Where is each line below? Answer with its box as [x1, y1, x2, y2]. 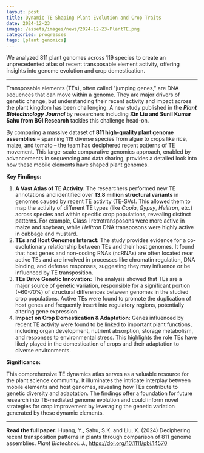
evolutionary [15, 243, 47, 250]
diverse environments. [15, 347, 72, 354]
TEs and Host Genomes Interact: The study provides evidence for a [15, 237, 186, 244]
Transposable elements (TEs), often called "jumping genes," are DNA [6, 85, 179, 91]
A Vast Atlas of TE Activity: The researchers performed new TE [15, 185, 176, 192]
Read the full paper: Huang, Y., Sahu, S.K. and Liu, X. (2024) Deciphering [6, 427, 191, 433]
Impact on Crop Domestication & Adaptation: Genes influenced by [15, 315, 184, 321]
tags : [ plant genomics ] [6, 37, 67, 43]
